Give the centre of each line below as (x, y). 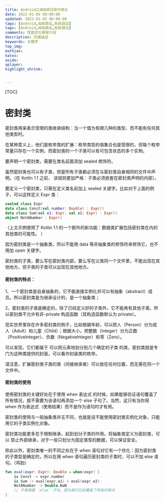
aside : (12, 60)
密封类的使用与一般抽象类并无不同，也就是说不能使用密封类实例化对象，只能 (82, 417)
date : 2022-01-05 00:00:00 (33, 14)
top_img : (14, 46)
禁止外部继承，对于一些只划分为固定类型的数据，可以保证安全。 (75, 440)
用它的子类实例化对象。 (29, 423)
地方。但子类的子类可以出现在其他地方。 (50, 267)
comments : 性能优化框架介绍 (31, 33)
